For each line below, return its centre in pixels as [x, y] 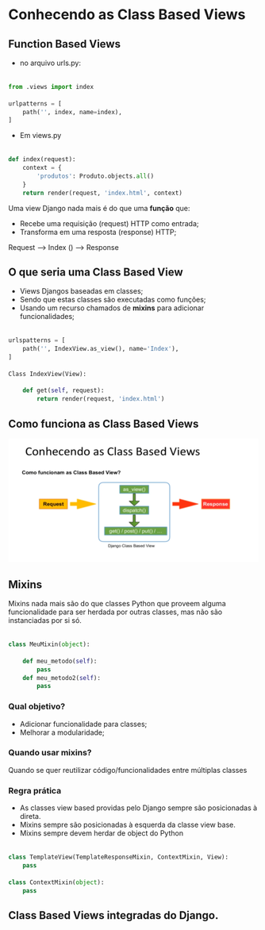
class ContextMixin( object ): [56, 882]
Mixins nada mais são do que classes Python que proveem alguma [117, 604]
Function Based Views [65, 44]
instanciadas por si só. [45, 621]
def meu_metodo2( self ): [62, 678]
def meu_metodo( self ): [60, 661]
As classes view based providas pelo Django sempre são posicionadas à [138, 808]
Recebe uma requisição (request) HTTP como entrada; [109, 223]
